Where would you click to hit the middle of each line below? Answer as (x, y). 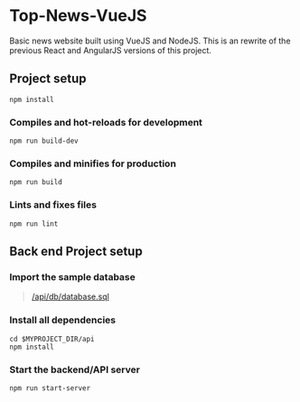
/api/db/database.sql (70, 297)
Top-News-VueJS (78, 16)
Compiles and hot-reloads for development (106, 122)
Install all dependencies (62, 320)
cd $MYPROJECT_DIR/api (52, 339)
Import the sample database (72, 276)
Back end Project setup (76, 252)
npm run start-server (50, 388)
